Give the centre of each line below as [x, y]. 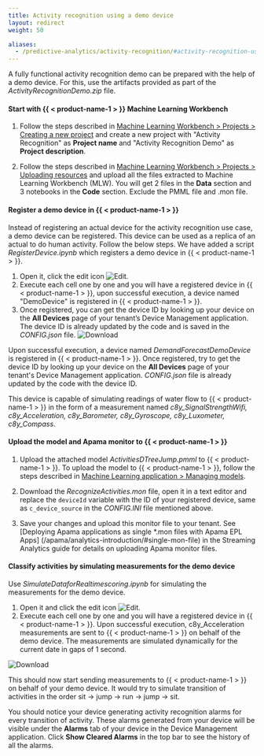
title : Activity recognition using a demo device [91, 15]
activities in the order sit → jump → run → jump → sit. [94, 696]
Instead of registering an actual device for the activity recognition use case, [130, 227]
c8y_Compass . [32, 424]
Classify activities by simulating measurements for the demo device [122, 566]
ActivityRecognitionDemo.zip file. [62, 91]
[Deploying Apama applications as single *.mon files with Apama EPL [131, 532]
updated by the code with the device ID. [73, 384]
